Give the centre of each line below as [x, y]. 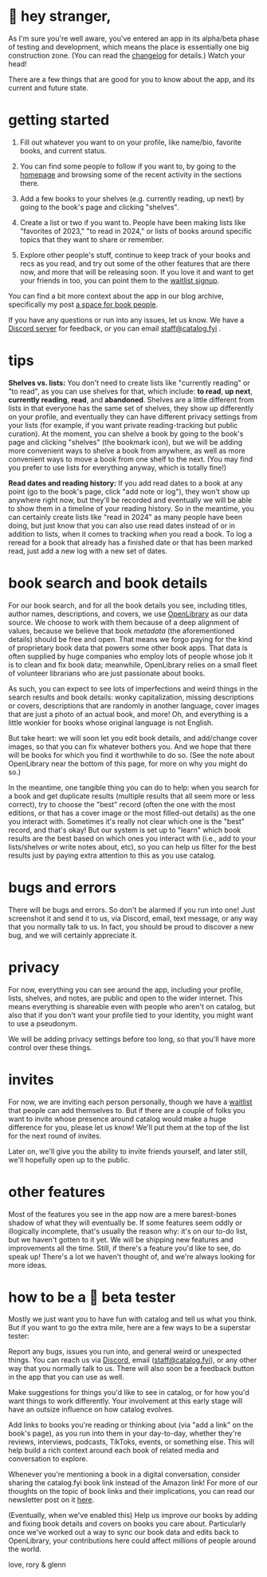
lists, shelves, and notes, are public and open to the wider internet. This [126, 998]
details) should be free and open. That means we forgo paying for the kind [130, 639]
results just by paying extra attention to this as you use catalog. [112, 855]
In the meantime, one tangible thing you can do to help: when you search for [133, 787]
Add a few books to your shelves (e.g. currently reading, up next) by [132, 198]
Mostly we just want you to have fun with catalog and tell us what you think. [133, 1319]
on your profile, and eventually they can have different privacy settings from [133, 416]
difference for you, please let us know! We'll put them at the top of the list [129, 1127]
